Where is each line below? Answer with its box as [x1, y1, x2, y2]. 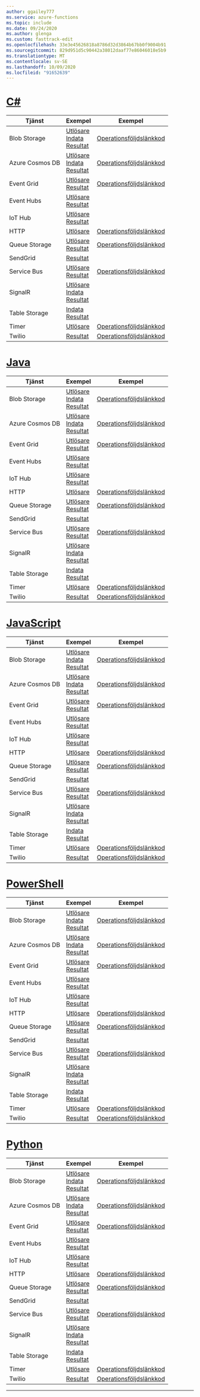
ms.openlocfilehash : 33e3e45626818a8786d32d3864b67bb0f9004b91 [6, 42, 167, 48]
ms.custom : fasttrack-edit [6, 36, 73, 42]
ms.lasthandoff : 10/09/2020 [6, 64, 76, 70]
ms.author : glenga [6, 31, 52, 37]
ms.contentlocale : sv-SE [6, 58, 68, 64]
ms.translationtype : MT [6, 53, 65, 59]
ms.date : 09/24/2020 [6, 25, 58, 32]
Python [6, 1138, 43, 1151]
